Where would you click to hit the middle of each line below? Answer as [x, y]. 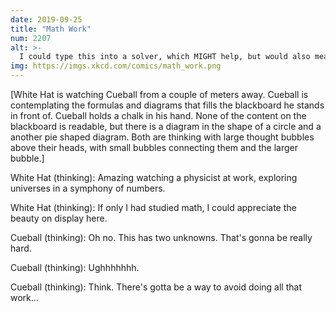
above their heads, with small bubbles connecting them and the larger [154, 147]
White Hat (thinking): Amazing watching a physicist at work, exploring [154, 177]
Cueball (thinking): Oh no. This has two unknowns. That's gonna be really [161, 237]
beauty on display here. [59, 218]
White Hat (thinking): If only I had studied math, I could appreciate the [153, 207]
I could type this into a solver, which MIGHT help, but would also [165, 57]
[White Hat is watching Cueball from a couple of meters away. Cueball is [159, 94]
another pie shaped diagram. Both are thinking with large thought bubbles [162, 137]
